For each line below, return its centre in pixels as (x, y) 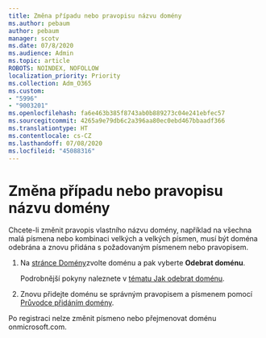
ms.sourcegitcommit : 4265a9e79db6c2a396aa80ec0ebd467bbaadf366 (117, 121)
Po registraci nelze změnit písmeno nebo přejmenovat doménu (112, 319)
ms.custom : (27, 91)
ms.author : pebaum (39, 23)
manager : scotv (34, 38)
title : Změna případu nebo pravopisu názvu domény (95, 16)
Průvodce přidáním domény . (67, 303)
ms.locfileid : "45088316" (52, 151)
